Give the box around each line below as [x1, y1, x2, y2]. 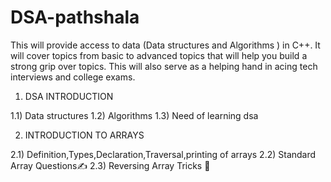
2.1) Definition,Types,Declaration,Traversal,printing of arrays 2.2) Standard [10, 148, 317, 160]
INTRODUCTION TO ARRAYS [24, 129, 145, 141]
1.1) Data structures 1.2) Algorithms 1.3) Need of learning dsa [10, 109, 259, 121]
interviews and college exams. [10, 71, 136, 83]
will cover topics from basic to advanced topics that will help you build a [10, 49, 308, 61]
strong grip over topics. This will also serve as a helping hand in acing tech [10, 60, 318, 72]
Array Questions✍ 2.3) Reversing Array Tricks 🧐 [10, 159, 211, 171]
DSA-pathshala [10, 6, 140, 29]
